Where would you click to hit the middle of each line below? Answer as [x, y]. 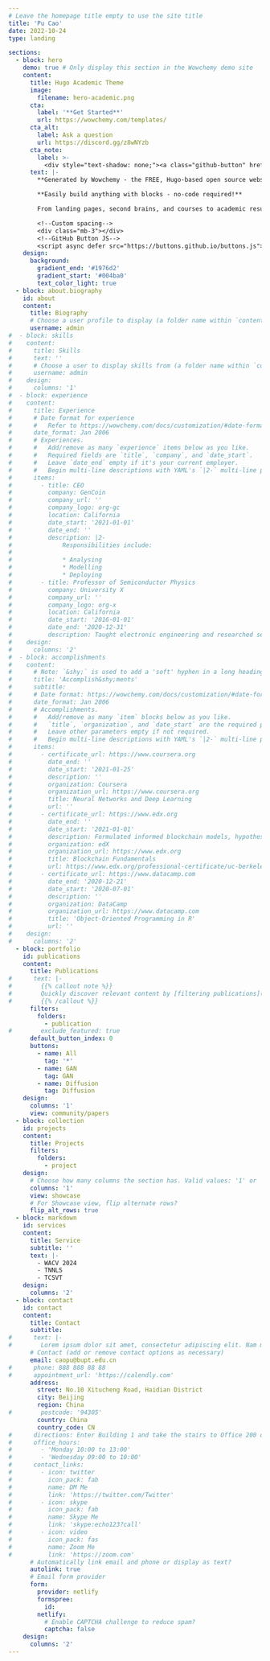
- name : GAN [57, 1068]
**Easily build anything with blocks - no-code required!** [140, 195]
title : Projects [57, 1143]
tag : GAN [59, 1076]
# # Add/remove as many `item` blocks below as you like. [120, 717]
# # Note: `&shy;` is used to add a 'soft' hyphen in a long [122, 672]
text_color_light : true [77, 283]
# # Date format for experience [72, 418]
